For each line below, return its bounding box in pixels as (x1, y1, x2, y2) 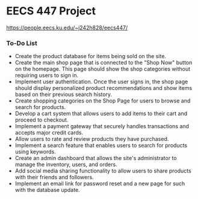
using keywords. (14, 148, 56, 155)
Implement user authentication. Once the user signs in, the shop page (14, 78, 188, 85)
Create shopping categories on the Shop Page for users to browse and (14, 97, 191, 104)
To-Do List (6, 39, 37, 47)
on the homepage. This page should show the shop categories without (14, 65, 191, 73)
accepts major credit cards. (14, 129, 83, 136)
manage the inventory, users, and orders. (14, 161, 117, 168)
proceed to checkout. (14, 116, 69, 123)
